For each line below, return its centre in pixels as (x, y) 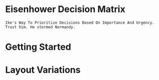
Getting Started (38, 47)
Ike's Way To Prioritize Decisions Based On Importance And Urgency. (80, 23)
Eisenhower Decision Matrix (65, 9)
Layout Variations (43, 70)
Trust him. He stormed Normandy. (40, 27)
